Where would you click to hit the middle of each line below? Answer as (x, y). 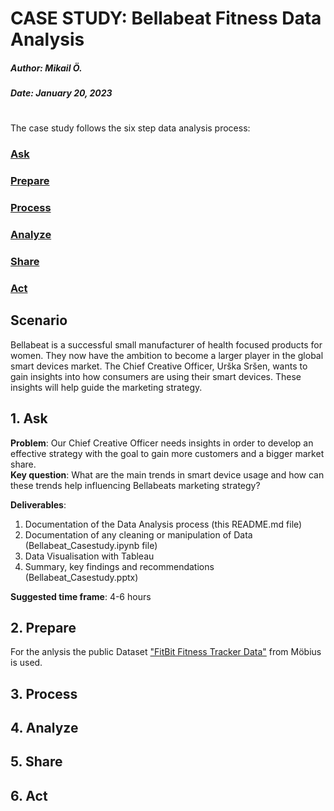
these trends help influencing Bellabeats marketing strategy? (135, 485)
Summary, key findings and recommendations (119, 566)
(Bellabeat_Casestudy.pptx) (81, 577)
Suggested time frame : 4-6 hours (81, 596)
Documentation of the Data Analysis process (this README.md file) (163, 524)
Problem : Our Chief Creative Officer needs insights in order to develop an (162, 443)
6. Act (29, 795)
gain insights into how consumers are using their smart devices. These (156, 376)
